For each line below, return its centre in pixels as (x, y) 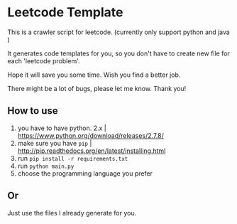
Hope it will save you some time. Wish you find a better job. (94, 75)
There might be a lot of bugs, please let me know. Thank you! (97, 88)
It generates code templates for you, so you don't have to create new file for (119, 53)
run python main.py (46, 166)
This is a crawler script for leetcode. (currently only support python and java (119, 32)
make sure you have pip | (55, 143)
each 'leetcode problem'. (44, 60)
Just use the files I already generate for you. (72, 213)
